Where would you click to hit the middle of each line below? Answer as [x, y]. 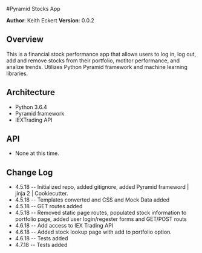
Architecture [31, 92]
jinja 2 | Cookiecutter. [41, 194]
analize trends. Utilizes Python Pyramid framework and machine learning [97, 67]
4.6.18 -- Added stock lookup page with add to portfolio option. [93, 232]
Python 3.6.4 [31, 107]
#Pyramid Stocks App [33, 9]
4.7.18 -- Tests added [41, 245]
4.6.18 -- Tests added [41, 238]
